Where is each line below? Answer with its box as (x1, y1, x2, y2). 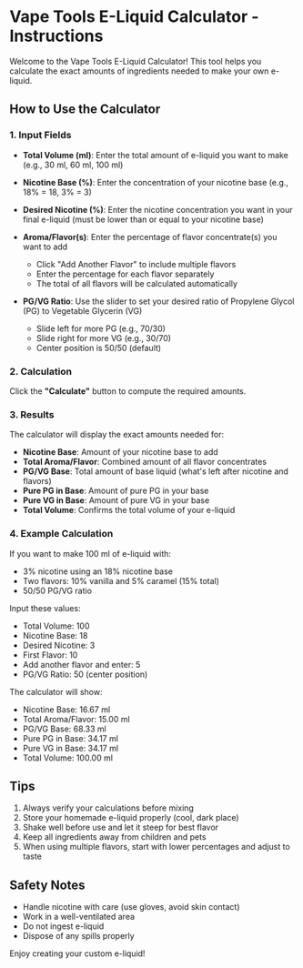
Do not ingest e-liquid (22, 921, 105, 932)
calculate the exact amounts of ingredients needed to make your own (9, 66, 269, 76)
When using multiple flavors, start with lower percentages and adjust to (22, 842, 291, 852)
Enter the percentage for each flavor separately (35, 268, 215, 279)
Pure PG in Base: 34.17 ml (22, 732, 118, 743)
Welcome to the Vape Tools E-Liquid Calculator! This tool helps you (9, 55, 262, 66)
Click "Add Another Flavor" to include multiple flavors (35, 258, 237, 269)
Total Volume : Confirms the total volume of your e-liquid (22, 505, 236, 516)
